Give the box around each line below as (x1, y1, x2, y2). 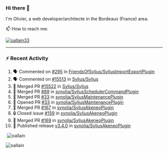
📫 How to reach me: (5, 26, 48, 32)
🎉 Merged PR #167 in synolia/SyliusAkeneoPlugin (12, 104, 114, 110)
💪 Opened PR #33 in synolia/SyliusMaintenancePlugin (12, 99, 124, 105)
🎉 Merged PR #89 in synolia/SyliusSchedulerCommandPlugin (12, 88, 139, 94)
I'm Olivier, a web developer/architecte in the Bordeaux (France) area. (5, 16, 149, 22)
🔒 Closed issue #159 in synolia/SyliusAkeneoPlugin (12, 110, 118, 116)
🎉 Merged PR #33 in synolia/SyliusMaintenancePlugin (12, 93, 124, 99)
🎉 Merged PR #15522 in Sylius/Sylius (12, 83, 89, 89)
